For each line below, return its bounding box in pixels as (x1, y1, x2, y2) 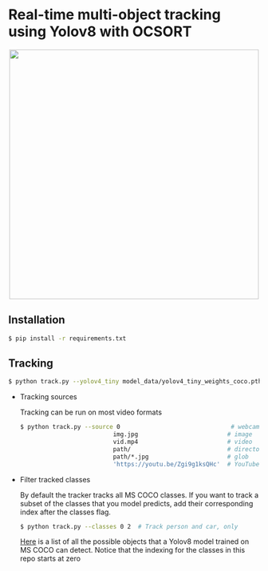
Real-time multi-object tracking (8, 6, 221, 24)
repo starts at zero (19, 553, 81, 564)
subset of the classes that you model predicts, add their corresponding (19, 498, 254, 508)
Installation (8, 313, 65, 327)
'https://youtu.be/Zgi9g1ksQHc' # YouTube (112, 460, 260, 468)
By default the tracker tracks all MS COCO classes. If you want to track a (19, 490, 259, 500)
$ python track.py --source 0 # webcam (19, 423, 260, 431)
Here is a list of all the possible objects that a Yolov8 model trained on (19, 537, 250, 546)
